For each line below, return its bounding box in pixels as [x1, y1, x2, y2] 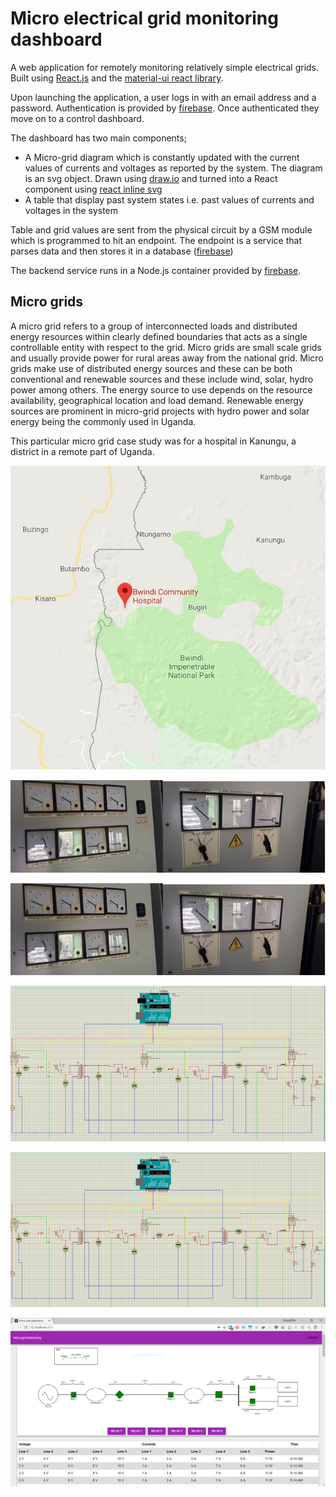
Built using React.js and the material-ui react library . [10, 72, 224, 84]
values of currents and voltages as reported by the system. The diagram [24, 162, 323, 174]
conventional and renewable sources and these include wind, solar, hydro [10, 373, 314, 385]
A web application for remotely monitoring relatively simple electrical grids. [10, 61, 320, 73]
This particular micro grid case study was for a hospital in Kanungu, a [10, 435, 297, 447]
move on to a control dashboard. [10, 112, 145, 124]
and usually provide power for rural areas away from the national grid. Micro [10, 352, 324, 364]
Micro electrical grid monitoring [10, 7, 279, 30]
